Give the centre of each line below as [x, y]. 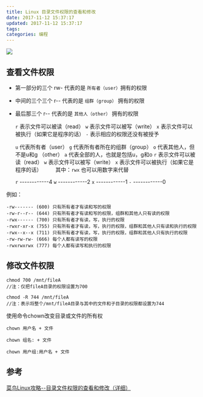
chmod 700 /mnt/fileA [34, 280]
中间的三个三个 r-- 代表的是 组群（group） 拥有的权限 [80, 100]
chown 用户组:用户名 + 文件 [38, 352]
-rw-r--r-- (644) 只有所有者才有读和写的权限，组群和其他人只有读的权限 [88, 213]
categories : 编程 [27, 35]
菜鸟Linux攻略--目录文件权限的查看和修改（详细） [69, 388]
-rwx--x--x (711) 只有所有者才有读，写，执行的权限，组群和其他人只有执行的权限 [97, 232]
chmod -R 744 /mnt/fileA [38, 297]
